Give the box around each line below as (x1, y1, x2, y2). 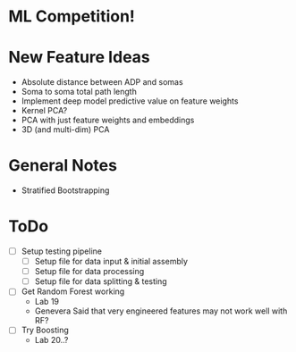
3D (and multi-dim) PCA (21, 124, 110, 135)
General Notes (8, 155, 118, 176)
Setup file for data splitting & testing (34, 276, 167, 287)
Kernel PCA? (21, 105, 68, 116)
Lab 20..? (34, 335, 69, 346)
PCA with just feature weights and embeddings (21, 114, 195, 126)
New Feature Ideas (8, 47, 151, 68)
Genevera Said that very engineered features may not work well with (34, 306, 288, 316)
